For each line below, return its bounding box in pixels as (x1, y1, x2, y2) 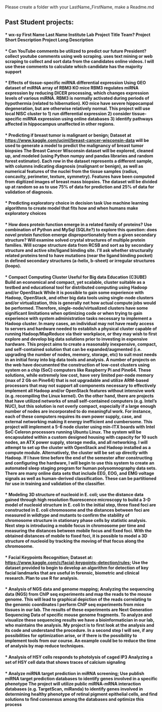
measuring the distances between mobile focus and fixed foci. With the (5, 528, 152, 534)
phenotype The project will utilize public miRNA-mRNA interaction (5, 680, 141, 687)
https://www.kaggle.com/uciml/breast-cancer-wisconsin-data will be (5, 137, 149, 143)
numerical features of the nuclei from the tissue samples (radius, (5, 168, 138, 174)
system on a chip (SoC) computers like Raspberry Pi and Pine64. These (5, 367, 151, 373)
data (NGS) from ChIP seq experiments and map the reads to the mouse (5, 591, 152, 597)
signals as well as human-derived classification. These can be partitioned (5, 475, 157, 481)
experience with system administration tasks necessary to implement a (5, 315, 152, 321)
